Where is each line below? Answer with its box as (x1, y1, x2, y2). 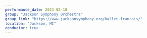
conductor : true (5, 26, 39, 31)
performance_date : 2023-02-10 (5, 7, 68, 12)
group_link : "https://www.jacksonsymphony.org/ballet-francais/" (5, 16, 143, 21)
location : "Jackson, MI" (5, 21, 56, 26)
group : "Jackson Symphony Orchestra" (5, 12, 83, 17)
